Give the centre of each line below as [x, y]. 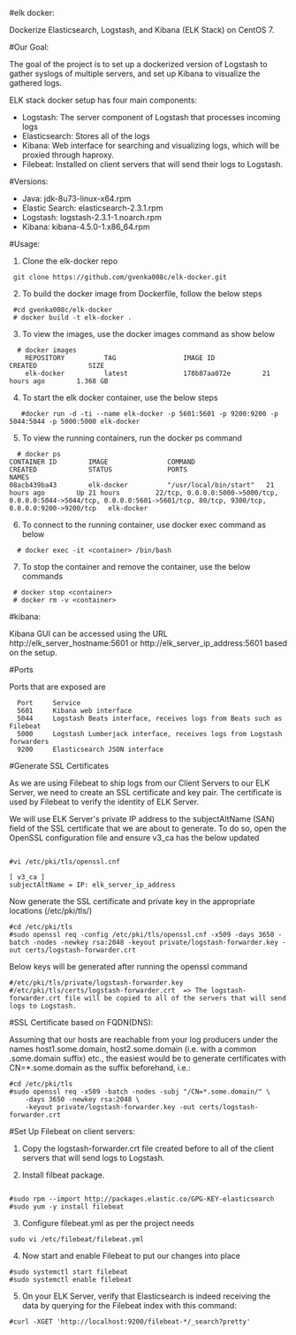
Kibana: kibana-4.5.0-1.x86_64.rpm [86, 226]
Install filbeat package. [63, 1175]
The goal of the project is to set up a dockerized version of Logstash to [138, 64]
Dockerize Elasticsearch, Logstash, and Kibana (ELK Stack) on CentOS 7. [142, 30]
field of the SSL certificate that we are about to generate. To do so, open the [148, 828]
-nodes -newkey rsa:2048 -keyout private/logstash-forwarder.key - [159, 942]
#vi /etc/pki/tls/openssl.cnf [65, 862]
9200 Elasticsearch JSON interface [91, 749]
